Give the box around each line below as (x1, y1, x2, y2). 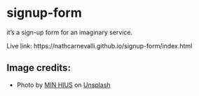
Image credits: (6, 62, 71, 74)
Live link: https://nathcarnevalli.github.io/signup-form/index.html (6, 41, 193, 50)
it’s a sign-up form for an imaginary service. (6, 28, 133, 36)
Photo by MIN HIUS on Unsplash (16, 81, 111, 89)
